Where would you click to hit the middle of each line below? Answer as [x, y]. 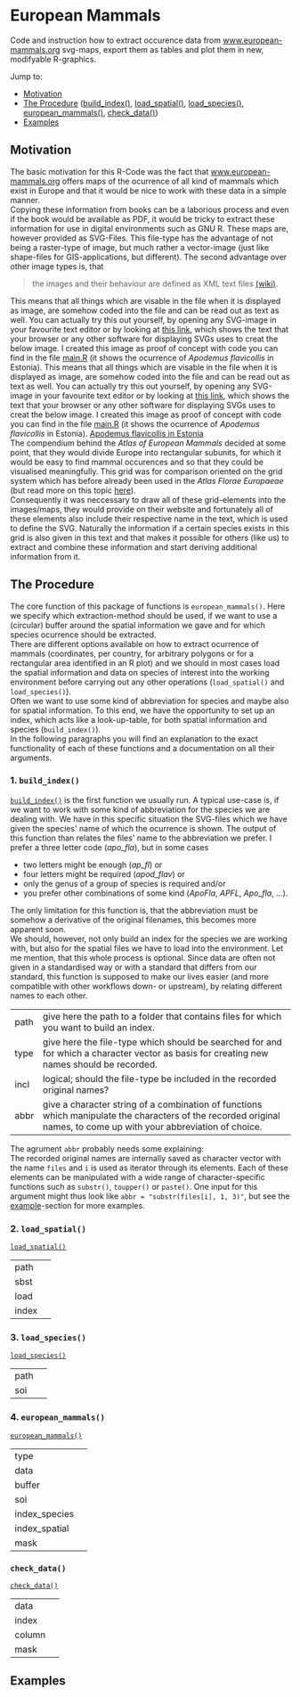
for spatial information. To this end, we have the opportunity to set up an [142, 710]
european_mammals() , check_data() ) [90, 112]
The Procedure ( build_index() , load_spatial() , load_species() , [134, 102]
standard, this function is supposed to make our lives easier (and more [140, 976]
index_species [45, 1513]
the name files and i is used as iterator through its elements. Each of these [149, 1168]
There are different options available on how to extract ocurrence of [134, 644]
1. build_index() [45, 781]
